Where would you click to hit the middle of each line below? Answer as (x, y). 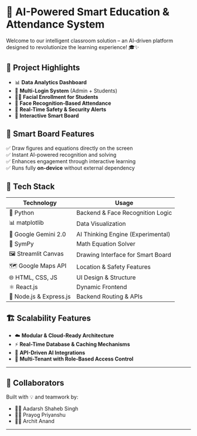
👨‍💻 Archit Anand (34, 421)
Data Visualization (101, 224)
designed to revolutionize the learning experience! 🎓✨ (73, 47)
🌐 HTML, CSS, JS (33, 277)
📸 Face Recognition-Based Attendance (63, 103)
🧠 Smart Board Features (50, 134)
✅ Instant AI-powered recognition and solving (61, 155)
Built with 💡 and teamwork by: (42, 397)
